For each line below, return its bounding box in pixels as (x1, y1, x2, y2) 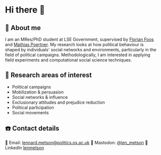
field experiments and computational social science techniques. (5, 57, 132, 62)
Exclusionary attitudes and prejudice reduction (12, 99, 105, 105)
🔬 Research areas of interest (5, 71, 92, 79)
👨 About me (5, 24, 41, 32)
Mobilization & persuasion (12, 89, 64, 95)
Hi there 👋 (5, 4, 45, 15)
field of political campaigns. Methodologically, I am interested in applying (5, 52, 151, 58)
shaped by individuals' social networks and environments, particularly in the (5, 47, 157, 52)
